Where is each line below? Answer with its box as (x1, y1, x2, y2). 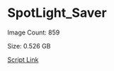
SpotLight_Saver (7, 5, 108, 21)
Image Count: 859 (7, 28, 60, 37)
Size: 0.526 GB (7, 41, 51, 50)
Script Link (7, 55, 39, 64)
